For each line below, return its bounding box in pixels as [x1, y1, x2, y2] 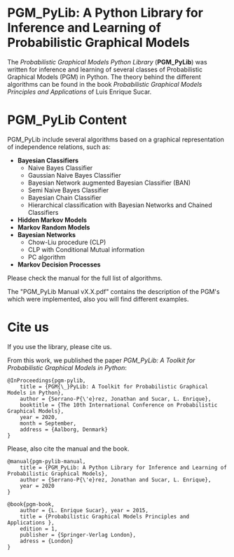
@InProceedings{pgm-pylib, [7, 376, 86, 384]
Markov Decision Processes [17, 260, 101, 269]
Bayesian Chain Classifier [27, 193, 102, 202]
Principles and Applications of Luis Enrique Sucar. [7, 87, 152, 96]
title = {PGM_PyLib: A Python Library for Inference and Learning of [20, 464, 228, 471]
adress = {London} [20, 537, 74, 544]
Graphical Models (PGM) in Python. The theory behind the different [7, 72, 201, 81]
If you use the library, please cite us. [7, 342, 112, 351]
